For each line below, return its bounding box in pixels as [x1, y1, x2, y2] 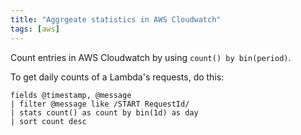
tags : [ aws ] [10, 24, 60, 34]
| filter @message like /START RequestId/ [10, 99, 190, 109]
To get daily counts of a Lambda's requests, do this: [10, 71, 225, 83]
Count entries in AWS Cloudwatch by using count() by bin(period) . [10, 51, 292, 63]
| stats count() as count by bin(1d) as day [10, 107, 199, 118]
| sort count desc [10, 116, 87, 126]
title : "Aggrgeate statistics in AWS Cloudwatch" [10, 14, 222, 25]
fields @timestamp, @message [10, 90, 132, 100]
